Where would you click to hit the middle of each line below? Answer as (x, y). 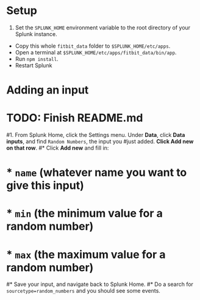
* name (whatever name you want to (97, 173)
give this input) (45, 185)
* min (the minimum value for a (84, 214)
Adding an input (48, 90)
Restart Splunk (34, 65)
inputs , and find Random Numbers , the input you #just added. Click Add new (100, 142)
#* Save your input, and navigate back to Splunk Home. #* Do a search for (100, 284)
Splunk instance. (36, 34)
